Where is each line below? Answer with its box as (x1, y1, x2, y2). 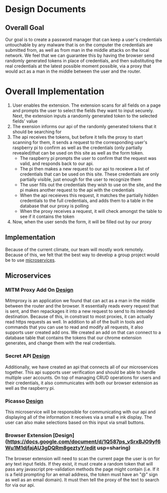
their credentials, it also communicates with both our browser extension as (5, 380, 159, 386)
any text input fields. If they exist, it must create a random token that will (5, 461, 153, 467)
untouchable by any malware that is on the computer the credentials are (5, 42, 153, 48)
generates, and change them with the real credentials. (5, 340, 116, 346)
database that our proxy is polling (19, 203, 89, 209)
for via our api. (5, 482, 35, 488)
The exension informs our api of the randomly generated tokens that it (12, 123, 157, 129)
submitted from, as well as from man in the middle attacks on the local (5, 47, 150, 53)
